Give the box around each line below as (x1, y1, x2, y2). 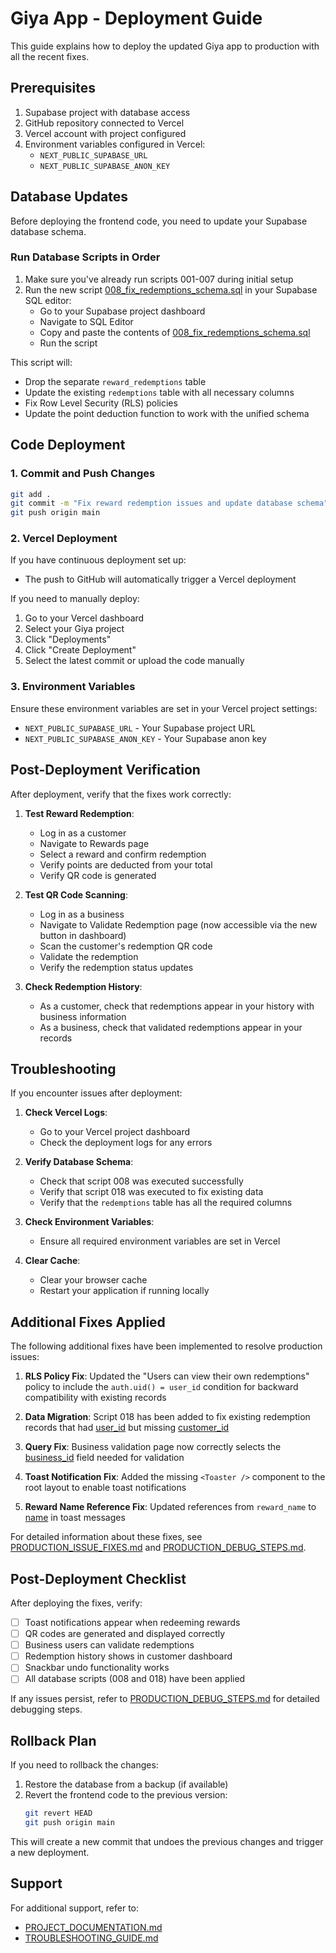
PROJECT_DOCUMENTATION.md (24, 1921, 163, 1933)
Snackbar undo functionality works (24, 1662, 170, 1674)
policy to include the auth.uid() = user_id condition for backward (24, 1381, 299, 1393)
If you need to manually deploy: (10, 593, 140, 605)
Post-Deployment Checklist (10, 1570, 187, 1587)
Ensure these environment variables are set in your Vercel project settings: (10, 702, 318, 714)
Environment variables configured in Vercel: (24, 138, 206, 150)
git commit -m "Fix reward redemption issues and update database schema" (10, 498, 329, 509)
